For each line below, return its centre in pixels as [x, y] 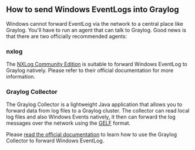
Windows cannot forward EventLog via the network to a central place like [95, 23]
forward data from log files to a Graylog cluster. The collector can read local [98, 111]
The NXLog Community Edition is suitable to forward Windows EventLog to [97, 64]
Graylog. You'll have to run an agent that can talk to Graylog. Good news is [96, 30]
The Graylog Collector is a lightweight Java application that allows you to [94, 104]
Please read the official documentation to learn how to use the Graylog [92, 135]
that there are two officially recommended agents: [67, 36]
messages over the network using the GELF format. [68, 123]
